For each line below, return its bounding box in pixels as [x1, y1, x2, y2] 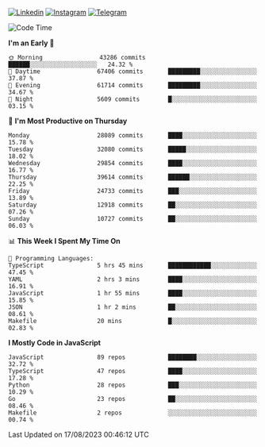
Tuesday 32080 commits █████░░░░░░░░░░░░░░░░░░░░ [8, 145, 258, 153]
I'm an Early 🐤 [8, 38, 55, 48]
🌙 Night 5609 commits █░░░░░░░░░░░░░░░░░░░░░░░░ [8, 95, 258, 103]
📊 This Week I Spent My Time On [8, 237, 121, 245]
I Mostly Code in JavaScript [8, 338, 102, 347]
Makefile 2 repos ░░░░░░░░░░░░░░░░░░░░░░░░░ [8, 409, 258, 417]
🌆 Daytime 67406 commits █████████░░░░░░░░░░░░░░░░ [8, 67, 258, 75]
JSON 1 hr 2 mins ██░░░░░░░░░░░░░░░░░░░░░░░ [8, 303, 258, 311]
